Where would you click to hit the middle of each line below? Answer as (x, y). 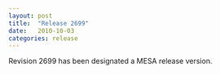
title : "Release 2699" (49, 23)
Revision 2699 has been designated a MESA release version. (110, 61)
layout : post (31, 16)
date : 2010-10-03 (42, 31)
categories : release (44, 38)
